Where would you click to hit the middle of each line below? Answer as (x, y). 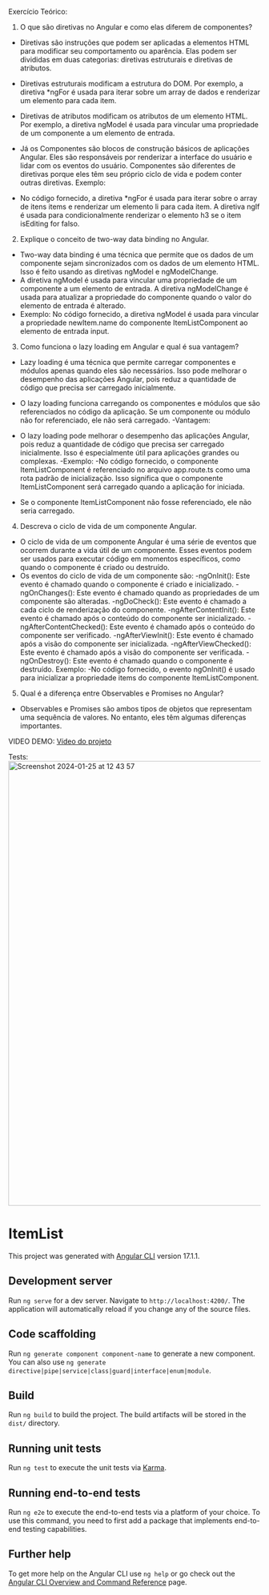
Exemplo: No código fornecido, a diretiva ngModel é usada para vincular (139, 314)
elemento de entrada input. (64, 331)
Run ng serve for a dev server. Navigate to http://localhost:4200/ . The (127, 1300)
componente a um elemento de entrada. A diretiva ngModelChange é (134, 289)
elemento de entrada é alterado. (73, 306)
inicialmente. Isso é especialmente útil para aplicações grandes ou (129, 453)
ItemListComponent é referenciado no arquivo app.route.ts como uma (135, 470)
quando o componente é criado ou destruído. (94, 567)
